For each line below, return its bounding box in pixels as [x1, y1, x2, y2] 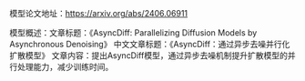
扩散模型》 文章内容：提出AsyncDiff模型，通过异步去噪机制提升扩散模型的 [9, 50, 289, 61]
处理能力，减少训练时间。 [16, 62, 114, 72]
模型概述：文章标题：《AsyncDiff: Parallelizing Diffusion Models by [9, 27, 258, 38]
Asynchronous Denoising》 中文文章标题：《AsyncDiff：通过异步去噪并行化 [9, 39, 290, 49]
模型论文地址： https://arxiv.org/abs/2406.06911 [9, 8, 188, 18]
